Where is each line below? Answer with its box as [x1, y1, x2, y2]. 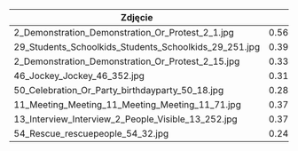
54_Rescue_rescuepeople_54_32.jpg [13, 128, 169, 139]
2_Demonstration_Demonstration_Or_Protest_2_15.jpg [13, 55, 240, 68]
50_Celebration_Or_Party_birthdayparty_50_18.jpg [13, 84, 224, 96]
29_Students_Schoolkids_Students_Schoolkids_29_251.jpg [13, 41, 260, 52]
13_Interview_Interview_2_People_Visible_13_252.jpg [13, 113, 238, 125]
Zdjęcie [121, 12, 153, 23]
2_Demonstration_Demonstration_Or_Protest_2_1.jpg [13, 27, 235, 38]
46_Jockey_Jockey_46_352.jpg [13, 70, 145, 82]
